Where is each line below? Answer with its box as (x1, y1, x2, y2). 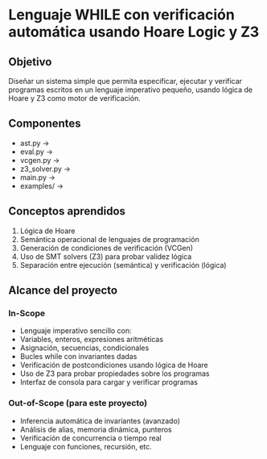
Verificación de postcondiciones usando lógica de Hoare (19, 361, 208, 370)
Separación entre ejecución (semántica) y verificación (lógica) (19, 260, 227, 269)
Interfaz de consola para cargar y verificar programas (19, 378, 199, 387)
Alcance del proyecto (8, 284, 118, 298)
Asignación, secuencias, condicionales (19, 343, 150, 353)
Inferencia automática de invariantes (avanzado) (19, 415, 181, 425)
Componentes (8, 117, 82, 131)
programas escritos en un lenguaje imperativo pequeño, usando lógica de (8, 85, 253, 94)
